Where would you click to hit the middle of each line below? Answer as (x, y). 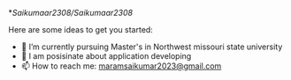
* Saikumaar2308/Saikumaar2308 (71, 13)
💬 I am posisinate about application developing (106, 56)
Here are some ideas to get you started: (81, 29)
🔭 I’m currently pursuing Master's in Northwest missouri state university (152, 47)
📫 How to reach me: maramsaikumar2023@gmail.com (121, 66)
